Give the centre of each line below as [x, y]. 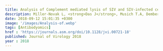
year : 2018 [17, 41]
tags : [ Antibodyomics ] [28, 28]
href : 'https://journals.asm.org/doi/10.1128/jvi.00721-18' [68, 32]
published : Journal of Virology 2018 [43, 37]
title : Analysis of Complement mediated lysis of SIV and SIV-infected [79, 9]
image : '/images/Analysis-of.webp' [41, 23]
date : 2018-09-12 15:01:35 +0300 [39, 18]
